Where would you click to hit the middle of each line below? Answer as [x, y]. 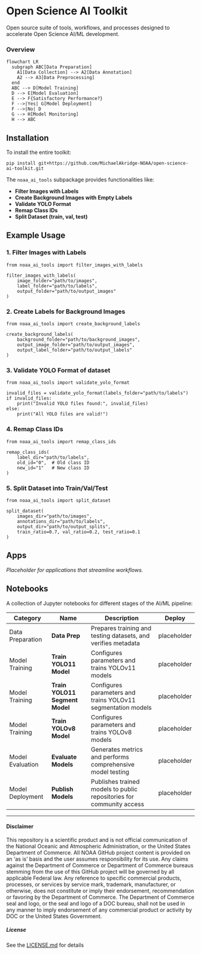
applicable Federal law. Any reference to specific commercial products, [94, 878]
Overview [21, 49]
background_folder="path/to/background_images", [79, 340]
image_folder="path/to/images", [57, 281]
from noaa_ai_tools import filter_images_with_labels [75, 265]
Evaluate [64, 757]
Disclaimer [20, 826]
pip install [21, 163]
